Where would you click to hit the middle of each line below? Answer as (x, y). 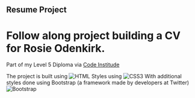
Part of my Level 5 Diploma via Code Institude (63, 65)
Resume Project (37, 10)
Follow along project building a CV (93, 36)
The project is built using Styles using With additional (94, 76)
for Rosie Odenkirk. (56, 48)
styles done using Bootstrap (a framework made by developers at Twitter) (98, 82)
